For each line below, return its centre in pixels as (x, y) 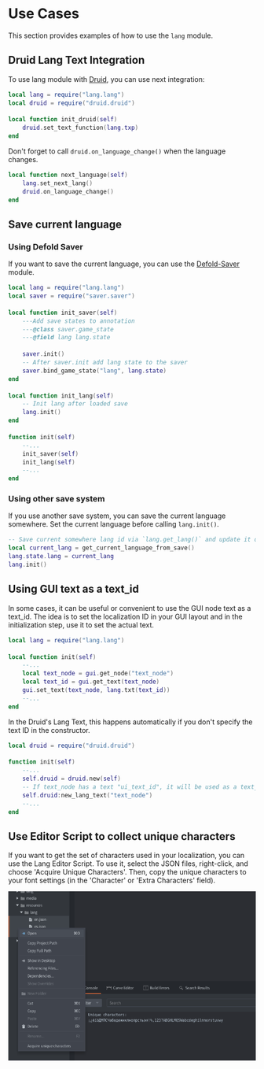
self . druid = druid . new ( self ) (72, 779)
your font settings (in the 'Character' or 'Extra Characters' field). (112, 880)
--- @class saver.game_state (68, 329)
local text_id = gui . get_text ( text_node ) (91, 682)
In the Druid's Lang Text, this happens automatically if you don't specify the (130, 722)
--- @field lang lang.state (66, 338)
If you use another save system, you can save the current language (117, 516)
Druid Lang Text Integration (77, 60)
